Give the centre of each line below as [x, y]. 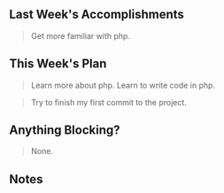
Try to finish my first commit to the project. [109, 102]
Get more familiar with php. [81, 35]
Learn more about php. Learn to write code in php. [123, 85]
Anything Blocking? [65, 131]
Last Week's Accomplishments [97, 15]
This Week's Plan [58, 64]
